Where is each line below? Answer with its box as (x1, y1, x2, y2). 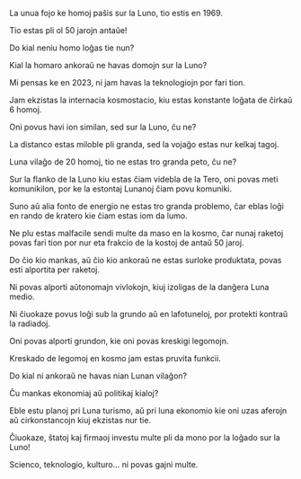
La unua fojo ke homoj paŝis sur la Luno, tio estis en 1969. (9, 8, 223, 18)
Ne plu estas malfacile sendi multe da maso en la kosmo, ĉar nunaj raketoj (9, 228, 284, 238)
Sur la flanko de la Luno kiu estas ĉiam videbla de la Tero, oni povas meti (9, 174, 279, 184)
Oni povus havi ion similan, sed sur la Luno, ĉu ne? (9, 121, 197, 132)
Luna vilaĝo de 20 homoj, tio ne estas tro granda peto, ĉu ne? (9, 156, 237, 167)
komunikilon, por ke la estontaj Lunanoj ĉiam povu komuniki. (9, 183, 233, 194)
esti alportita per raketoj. (9, 264, 101, 275)
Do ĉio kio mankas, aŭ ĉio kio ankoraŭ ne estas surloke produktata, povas (9, 255, 282, 265)
